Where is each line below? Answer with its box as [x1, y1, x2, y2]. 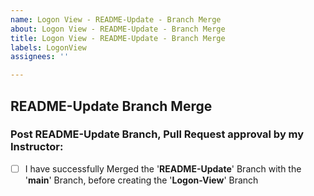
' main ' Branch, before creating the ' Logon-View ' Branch [24, 174, 259, 186]
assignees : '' [10, 52, 70, 62]
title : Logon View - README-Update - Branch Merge [10, 33, 226, 43]
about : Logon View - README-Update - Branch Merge [10, 24, 226, 34]
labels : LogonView [10, 42, 87, 53]
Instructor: [10, 140, 64, 154]
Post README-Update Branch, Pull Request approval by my [10, 127, 305, 141]
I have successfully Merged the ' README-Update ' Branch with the [24, 162, 302, 175]
